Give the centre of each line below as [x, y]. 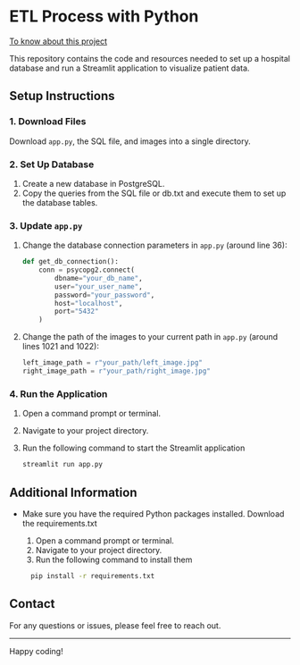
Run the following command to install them [114, 560]
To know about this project [58, 41]
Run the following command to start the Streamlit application [133, 448]
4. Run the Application [58, 393]
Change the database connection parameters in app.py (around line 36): [154, 245]
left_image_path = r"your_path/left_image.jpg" [112, 363]
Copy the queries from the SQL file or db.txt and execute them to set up [154, 193]
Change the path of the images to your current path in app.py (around [150, 337]
